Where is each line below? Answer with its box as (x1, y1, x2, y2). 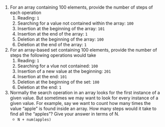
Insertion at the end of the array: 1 (17, 31, 88, 37)
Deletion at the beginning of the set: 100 (17, 79, 99, 85)
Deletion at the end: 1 (17, 84, 61, 90)
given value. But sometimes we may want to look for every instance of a (9, 95, 158, 101)
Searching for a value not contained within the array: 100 (17, 20, 134, 26)
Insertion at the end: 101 (17, 74, 67, 79)
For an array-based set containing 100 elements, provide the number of (9, 47, 157, 53)
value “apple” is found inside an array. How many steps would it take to (9, 105, 156, 111)
